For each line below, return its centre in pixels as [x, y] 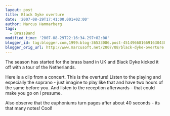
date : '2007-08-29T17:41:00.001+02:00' [47, 19]
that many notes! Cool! [29, 108]
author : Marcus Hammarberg [34, 24]
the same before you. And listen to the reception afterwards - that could [80, 88]
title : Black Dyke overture [35, 15]
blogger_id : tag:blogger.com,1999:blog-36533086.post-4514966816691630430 [86, 43]
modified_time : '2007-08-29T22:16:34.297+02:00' [57, 38]
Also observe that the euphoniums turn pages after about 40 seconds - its [83, 103]
